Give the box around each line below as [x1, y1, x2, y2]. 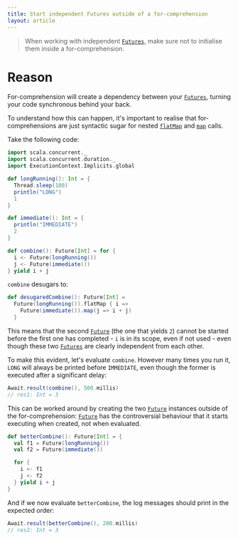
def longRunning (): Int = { [7, 175, 91, 182]
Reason [7, 69, 53, 85]
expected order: [7, 506, 55, 514]
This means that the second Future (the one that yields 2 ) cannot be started [7, 326, 229, 335]
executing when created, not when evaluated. [7, 419, 141, 427]
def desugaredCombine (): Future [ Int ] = [7, 294, 126, 301]
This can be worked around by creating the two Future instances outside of [7, 404, 229, 412]
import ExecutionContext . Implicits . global [7, 162, 135, 170]
